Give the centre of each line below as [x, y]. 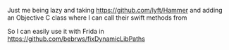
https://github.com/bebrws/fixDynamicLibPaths [76, 39]
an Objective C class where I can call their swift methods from [97, 18]
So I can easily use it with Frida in [56, 31]
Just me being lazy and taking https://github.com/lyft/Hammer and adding [115, 10]
